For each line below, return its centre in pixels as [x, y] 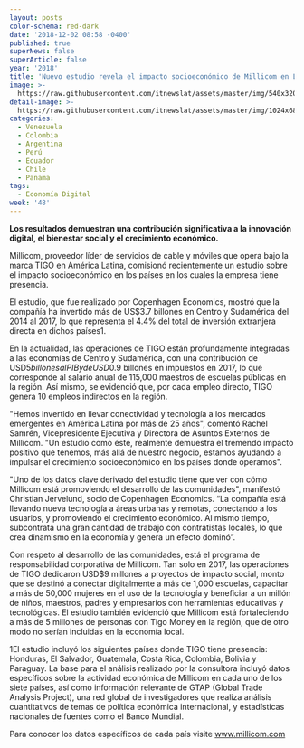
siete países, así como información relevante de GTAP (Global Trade [136, 687]
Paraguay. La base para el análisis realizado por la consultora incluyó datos [150, 668]
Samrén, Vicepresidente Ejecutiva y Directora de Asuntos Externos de [139, 433]
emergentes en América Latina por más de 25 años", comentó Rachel [139, 423]
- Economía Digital [54, 194]
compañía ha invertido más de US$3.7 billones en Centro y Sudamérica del [149, 311]
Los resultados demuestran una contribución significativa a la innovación [151, 228]
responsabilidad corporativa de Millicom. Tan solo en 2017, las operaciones [149, 564]
